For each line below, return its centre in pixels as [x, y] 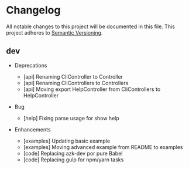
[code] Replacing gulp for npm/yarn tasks [73, 160]
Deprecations [31, 65]
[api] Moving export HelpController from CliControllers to [92, 89]
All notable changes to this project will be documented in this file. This [91, 26]
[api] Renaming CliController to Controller [73, 76]
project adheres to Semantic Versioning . [54, 32]
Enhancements [32, 129]
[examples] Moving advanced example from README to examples [103, 147]
